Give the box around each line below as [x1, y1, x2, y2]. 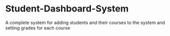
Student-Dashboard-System [5, 3, 129, 14]
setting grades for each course [5, 24, 70, 30]
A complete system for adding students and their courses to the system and [5, 19, 165, 25]
